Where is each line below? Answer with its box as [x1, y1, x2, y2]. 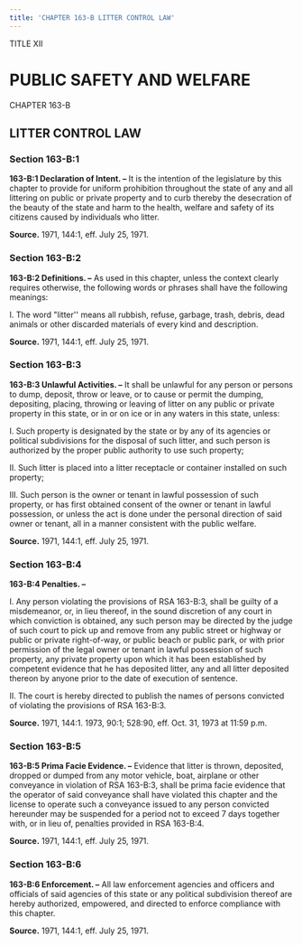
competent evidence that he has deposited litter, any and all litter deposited [9, 663, 289, 674]
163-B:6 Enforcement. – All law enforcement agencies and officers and [9, 878, 275, 890]
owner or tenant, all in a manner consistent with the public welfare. [9, 518, 257, 529]
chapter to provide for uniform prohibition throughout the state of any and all [9, 182, 293, 194]
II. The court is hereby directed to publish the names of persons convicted [9, 690, 285, 701]
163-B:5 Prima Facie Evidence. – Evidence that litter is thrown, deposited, [9, 761, 284, 772]
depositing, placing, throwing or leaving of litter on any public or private [9, 398, 275, 409]
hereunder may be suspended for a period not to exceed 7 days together [9, 809, 280, 819]
